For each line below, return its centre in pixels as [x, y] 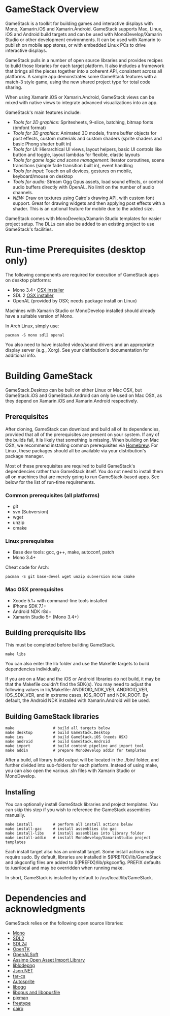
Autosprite [23, 981]
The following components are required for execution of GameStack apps [82, 274]
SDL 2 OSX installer [33, 295]
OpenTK [21, 949]
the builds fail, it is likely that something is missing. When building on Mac [82, 440]
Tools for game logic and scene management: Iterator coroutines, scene [89, 160]
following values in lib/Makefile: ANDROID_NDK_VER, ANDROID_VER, [77, 690]
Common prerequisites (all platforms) [53, 495]
